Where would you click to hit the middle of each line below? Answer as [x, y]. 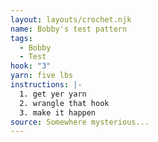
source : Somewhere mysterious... [80, 122]
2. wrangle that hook [64, 103]
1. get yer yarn [53, 94]
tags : [21, 38]
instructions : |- [46, 85]
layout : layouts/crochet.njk [71, 19]
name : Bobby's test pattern [69, 29]
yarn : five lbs [42, 76]
